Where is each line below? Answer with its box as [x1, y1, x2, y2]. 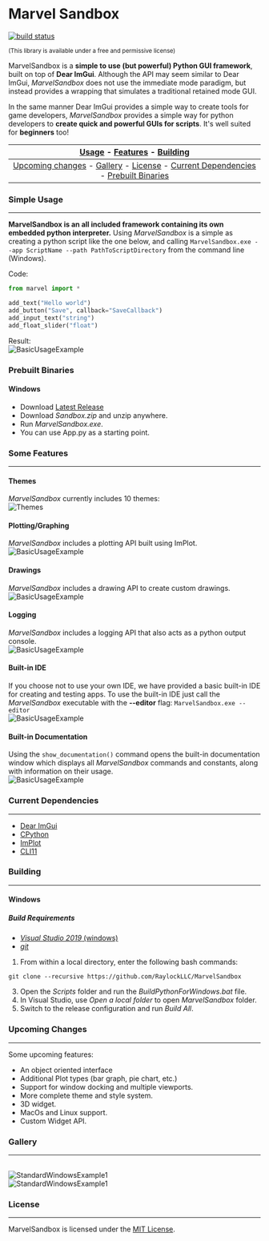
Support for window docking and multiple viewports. [19, 1082, 194, 1091]
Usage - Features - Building [79, 146, 190, 157]
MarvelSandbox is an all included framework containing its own [8, 219, 224, 229]
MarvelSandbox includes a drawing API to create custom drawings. [8, 583, 231, 592]
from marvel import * [8, 285, 81, 293]
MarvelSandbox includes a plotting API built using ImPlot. [8, 538, 198, 548]
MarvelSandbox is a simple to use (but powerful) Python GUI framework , [8, 61, 253, 70]
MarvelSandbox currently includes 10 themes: [8, 494, 160, 504]
